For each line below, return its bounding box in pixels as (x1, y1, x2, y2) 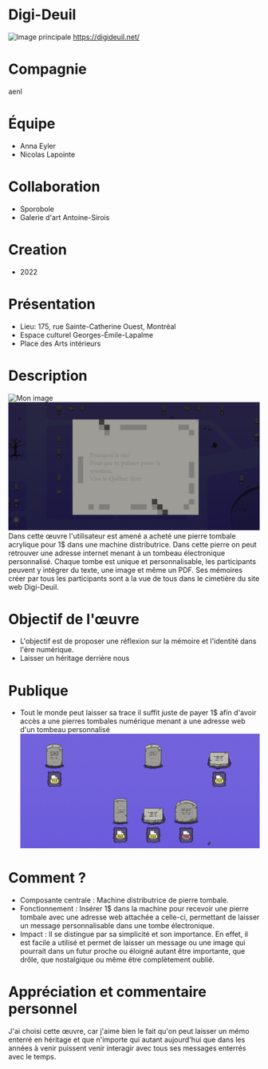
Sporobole (19, 204, 54, 214)
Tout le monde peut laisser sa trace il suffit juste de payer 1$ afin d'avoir (19, 708, 257, 718)
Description (8, 366, 88, 385)
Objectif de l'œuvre (8, 610, 140, 628)
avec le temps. (8, 1051, 57, 1061)
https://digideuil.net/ (73, 32, 140, 42)
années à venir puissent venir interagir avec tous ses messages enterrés (8, 1043, 246, 1053)
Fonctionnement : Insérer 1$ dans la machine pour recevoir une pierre (19, 903, 250, 913)
